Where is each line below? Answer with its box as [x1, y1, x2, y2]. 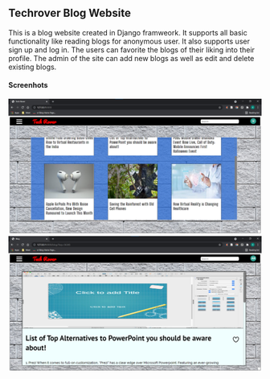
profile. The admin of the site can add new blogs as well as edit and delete [8, 53, 255, 63]
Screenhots [8, 80, 48, 90]
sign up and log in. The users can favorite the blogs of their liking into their [8, 44, 256, 55]
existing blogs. [8, 62, 57, 72]
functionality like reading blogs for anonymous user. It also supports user [8, 36, 251, 46]
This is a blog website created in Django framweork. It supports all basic [8, 27, 247, 37]
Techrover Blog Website [8, 6, 131, 20]
